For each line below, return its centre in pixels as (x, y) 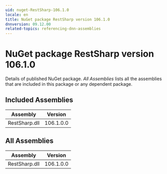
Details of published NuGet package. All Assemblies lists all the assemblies (84, 79)
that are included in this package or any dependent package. (69, 84)
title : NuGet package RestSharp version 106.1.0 (58, 19)
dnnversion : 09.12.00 (28, 24)
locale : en (17, 15)
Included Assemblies (39, 100)
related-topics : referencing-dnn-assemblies (53, 29)
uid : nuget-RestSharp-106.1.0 (37, 10)
